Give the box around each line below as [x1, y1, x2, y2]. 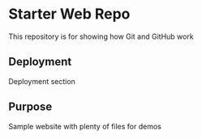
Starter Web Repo [8, 5, 131, 23]
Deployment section [8, 76, 75, 86]
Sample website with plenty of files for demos [8, 121, 162, 131]
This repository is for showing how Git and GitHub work [8, 32, 194, 41]
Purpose [8, 100, 53, 114]
